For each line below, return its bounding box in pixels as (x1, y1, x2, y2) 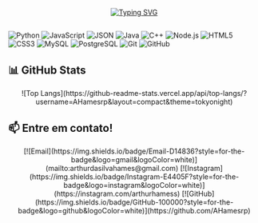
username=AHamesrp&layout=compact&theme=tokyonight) (35, 97, 233, 107)
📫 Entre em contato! (8, 121, 113, 135)
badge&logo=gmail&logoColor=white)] (70, 155, 198, 165)
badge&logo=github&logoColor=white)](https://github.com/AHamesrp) (18, 206, 251, 216)
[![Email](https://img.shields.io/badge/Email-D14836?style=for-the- (23, 146, 245, 156)
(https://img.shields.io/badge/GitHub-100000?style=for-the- (34, 197, 234, 207)
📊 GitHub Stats (8, 63, 86, 77)
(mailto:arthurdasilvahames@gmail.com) (45, 164, 179, 173)
